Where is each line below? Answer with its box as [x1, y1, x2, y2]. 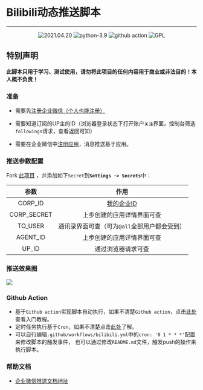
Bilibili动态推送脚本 [6, 5, 101, 19]
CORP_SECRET [9, 210, 53, 219]
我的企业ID [106, 199, 137, 208]
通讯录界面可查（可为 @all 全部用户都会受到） [58, 222, 186, 231]
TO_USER [17, 222, 44, 230]
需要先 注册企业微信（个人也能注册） [14, 107, 106, 114]
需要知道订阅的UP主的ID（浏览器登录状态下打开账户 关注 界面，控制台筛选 [14, 120, 196, 127]
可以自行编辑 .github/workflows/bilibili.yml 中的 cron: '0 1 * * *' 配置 [14, 331, 196, 338]
